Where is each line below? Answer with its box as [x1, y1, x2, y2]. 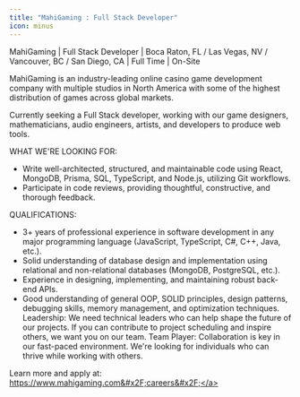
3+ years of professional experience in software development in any [21, 226, 275, 237]
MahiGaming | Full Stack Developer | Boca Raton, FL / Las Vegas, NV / [9, 46, 269, 56]
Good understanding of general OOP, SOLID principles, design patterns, [21, 293, 288, 304]
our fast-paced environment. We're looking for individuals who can [21, 341, 270, 351]
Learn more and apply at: [9, 367, 102, 378]
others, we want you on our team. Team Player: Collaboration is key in [21, 331, 280, 341]
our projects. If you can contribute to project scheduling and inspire [21, 322, 271, 332]
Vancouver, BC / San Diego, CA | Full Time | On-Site [9, 56, 201, 66]
